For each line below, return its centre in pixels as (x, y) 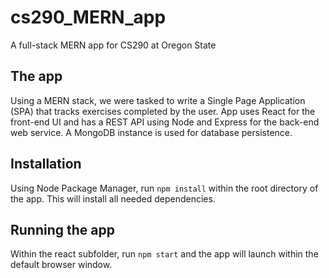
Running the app (62, 229)
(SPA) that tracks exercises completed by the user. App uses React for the (163, 111)
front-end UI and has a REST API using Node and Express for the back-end (165, 122)
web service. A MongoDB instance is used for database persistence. (151, 132)
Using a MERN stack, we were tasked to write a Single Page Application (158, 100)
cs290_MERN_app (88, 17)
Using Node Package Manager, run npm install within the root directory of (164, 188)
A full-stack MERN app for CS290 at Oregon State (113, 45)
